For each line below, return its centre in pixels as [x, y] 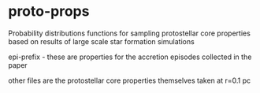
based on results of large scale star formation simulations [101, 41]
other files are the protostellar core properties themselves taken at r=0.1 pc [129, 80]
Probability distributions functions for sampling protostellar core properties [129, 33]
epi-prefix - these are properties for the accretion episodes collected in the [130, 57]
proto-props [49, 11]
